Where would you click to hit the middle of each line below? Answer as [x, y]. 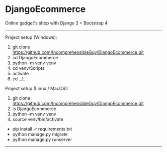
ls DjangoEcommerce [34, 109]
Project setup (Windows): [31, 37]
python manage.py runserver [42, 139]
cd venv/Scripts [28, 68]
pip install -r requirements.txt [42, 129]
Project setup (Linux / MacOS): [37, 88]
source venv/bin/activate [38, 119]
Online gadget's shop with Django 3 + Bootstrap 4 [56, 23]
